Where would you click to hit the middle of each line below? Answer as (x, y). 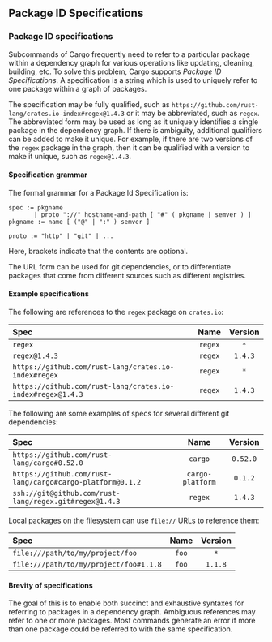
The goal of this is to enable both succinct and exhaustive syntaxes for (126, 603)
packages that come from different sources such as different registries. (127, 275)
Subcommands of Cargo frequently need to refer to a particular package (130, 54)
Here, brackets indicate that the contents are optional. (98, 251)
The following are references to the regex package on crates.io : (116, 312)
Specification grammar (48, 175)
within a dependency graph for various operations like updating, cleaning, (132, 62)
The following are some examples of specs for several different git (119, 414)
